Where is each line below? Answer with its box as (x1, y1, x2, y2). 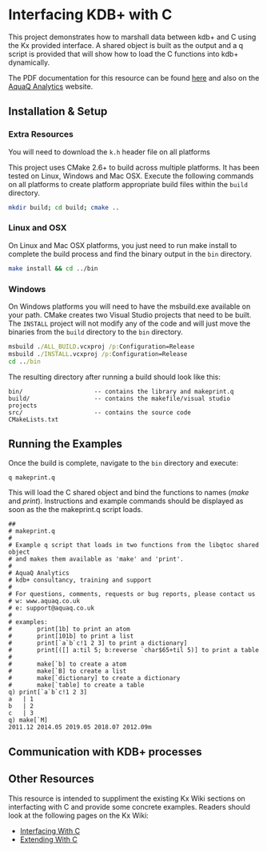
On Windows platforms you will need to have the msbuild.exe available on (8, 302, 251, 311)
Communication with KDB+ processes (8, 745, 202, 758)
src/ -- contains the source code (8, 408, 192, 417)
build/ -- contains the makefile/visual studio (8, 394, 230, 402)
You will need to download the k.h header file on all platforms (8, 146, 210, 157)
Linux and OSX (8, 222, 67, 234)
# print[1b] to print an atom (8, 626, 130, 634)
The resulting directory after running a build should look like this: (8, 372, 221, 382)
